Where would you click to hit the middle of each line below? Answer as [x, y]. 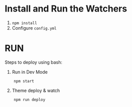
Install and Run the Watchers [66, 9]
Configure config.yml [34, 28]
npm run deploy [30, 99]
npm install [24, 23]
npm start [24, 81]
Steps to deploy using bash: [34, 62]
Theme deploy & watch [36, 90]
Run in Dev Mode [30, 72]
